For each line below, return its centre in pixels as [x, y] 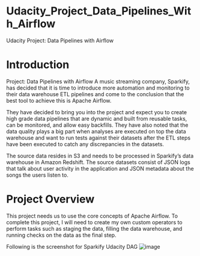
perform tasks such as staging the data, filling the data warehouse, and [94, 228]
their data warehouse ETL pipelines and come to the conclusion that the [95, 94]
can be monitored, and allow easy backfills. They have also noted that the [97, 125]
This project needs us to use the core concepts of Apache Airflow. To [92, 216]
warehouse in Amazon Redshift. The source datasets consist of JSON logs [98, 162]
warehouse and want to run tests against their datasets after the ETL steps [98, 138]
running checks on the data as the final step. [61, 235]
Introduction [38, 65]
